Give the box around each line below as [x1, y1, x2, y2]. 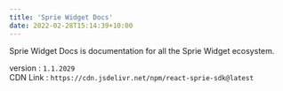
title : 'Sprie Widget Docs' [9, 12, 114, 22]
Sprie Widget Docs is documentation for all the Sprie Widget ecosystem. [9, 45, 275, 56]
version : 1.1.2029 [9, 63, 76, 73]
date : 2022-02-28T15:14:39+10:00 [9, 21, 133, 30]
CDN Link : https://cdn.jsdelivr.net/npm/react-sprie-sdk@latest [9, 72, 255, 82]
